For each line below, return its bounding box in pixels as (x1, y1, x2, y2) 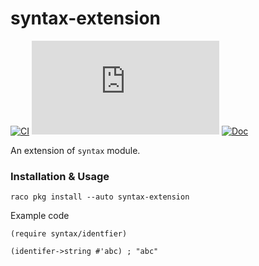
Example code (10, 210, 70, 222)
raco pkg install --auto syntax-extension (10, 192, 190, 202)
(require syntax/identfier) (10, 229, 128, 239)
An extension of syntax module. (10, 144, 141, 156)
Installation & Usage (10, 169, 110, 183)
